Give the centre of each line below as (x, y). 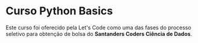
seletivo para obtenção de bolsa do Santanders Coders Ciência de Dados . (99, 33)
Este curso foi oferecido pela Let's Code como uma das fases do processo (98, 27)
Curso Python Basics (59, 11)
